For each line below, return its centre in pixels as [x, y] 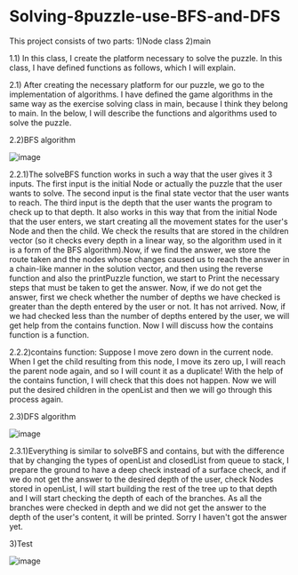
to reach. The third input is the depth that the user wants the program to [141, 203]
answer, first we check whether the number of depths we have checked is [145, 297]
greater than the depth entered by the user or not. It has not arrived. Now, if [148, 306]
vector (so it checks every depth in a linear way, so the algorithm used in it [145, 240]
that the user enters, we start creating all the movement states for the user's [149, 221]
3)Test [21, 543]
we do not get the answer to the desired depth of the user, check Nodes [141, 479]
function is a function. [49, 334]
